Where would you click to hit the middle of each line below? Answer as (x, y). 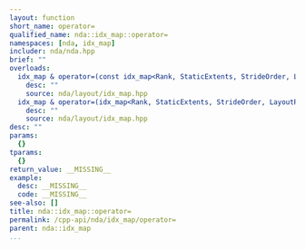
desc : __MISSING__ (53, 187)
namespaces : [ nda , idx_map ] (63, 43)
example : (26, 177)
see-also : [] (34, 203)
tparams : (26, 152)
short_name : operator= (52, 26)
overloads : (30, 69)
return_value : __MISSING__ (60, 169)
